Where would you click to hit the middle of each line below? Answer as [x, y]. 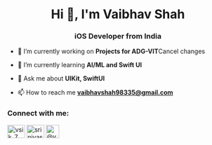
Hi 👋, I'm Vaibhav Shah [118, 14]
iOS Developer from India [118, 36]
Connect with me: [38, 113]
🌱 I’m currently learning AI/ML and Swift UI [80, 65]
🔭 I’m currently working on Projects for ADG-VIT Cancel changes [111, 51]
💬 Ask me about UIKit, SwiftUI [61, 78]
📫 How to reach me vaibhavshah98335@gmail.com [95, 92]
